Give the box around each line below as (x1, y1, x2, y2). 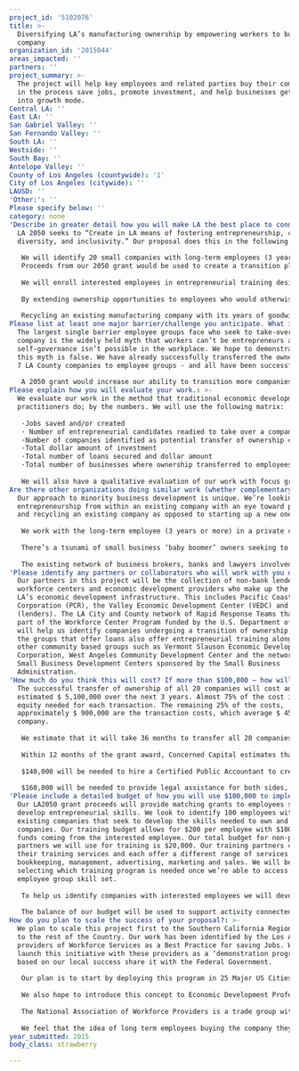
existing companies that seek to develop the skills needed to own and (17, 816, 289, 825)
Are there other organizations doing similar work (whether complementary (9, 485, 293, 495)
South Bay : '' (9, 153, 62, 163)
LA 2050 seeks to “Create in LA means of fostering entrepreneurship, (17, 228, 285, 237)
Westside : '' (9, 145, 58, 154)
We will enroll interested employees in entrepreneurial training (20, 278, 273, 287)
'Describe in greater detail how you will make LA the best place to (9, 220, 273, 229)
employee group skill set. (17, 874, 117, 883)
